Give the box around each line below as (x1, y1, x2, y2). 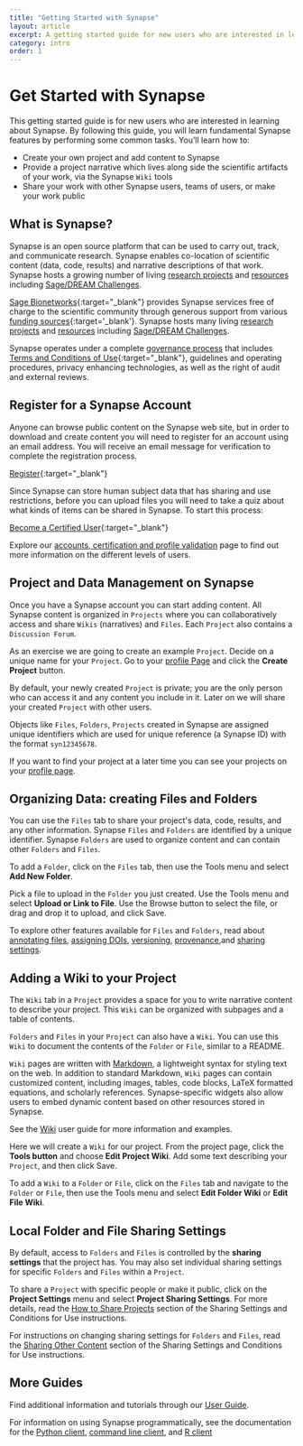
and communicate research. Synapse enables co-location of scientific (9, 250, 271, 261)
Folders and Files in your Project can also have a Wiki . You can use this (9, 1031, 280, 1043)
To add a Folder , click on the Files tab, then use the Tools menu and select (9, 861, 289, 872)
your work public (22, 190, 86, 201)
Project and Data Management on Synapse (9, 575, 254, 591)
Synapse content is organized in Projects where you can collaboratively (9, 608, 278, 619)
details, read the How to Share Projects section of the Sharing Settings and (9, 1302, 288, 1313)
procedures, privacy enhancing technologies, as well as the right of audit (9, 362, 280, 373)
